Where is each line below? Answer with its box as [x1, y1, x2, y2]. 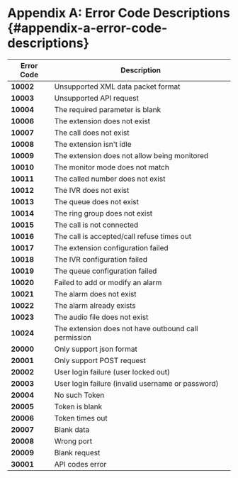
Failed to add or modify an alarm [54, 277, 162, 287]
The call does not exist [54, 128, 130, 138]
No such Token [54, 390, 105, 400]
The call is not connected [54, 220, 139, 230]
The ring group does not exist [54, 208, 153, 218]
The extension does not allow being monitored [54, 150, 209, 160]
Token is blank [54, 401, 103, 411]
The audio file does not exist [54, 312, 149, 322]
